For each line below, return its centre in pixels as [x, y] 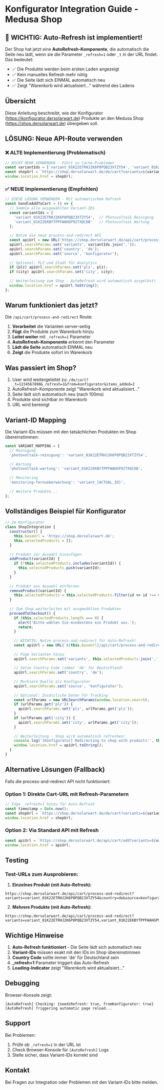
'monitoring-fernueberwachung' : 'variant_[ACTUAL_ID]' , [67, 483]
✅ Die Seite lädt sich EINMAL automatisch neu [59, 80]
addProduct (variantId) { [35, 559]
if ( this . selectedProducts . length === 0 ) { [59, 618]
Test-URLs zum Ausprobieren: [42, 874]
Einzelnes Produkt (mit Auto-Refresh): [52, 885]
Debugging [22, 983]
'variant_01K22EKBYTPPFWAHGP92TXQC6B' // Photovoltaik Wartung [82, 222]
